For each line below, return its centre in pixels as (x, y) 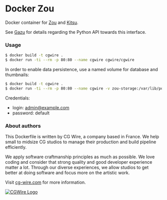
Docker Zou (30, 9)
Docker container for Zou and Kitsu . (42, 22)
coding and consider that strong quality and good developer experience (79, 162)
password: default (31, 113)
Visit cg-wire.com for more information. (45, 183)
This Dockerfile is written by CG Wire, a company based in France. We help (82, 137)
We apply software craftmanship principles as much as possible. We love (80, 157)
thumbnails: (17, 75)
